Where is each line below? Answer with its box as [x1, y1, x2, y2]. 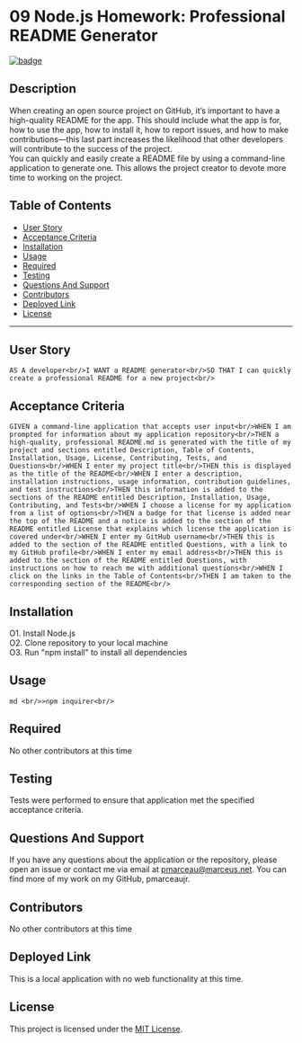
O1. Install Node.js [9, 628, 76, 638]
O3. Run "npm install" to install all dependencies [9, 647, 188, 657]
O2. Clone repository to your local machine [9, 637, 169, 648]
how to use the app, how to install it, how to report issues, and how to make [9, 124, 289, 135]
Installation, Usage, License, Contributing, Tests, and [9, 454, 227, 463]
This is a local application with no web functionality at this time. [9, 973, 244, 984]
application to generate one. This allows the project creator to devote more [9, 162, 287, 173]
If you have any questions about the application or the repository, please [9, 854, 278, 865]
